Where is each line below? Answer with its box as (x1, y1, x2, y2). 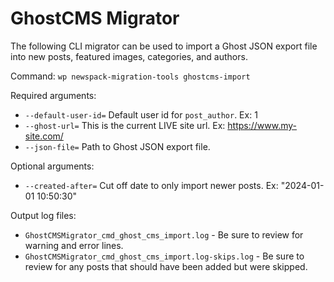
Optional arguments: (10, 160, 95, 172)
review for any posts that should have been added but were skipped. (24, 260, 308, 272)
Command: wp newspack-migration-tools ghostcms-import (10, 70, 251, 82)
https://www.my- (227, 119, 297, 131)
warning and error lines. (24, 239, 124, 251)
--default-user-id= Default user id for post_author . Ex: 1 (24, 108, 258, 121)
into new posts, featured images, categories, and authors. (10, 50, 248, 62)
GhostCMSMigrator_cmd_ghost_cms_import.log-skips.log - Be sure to (24, 250, 305, 262)
